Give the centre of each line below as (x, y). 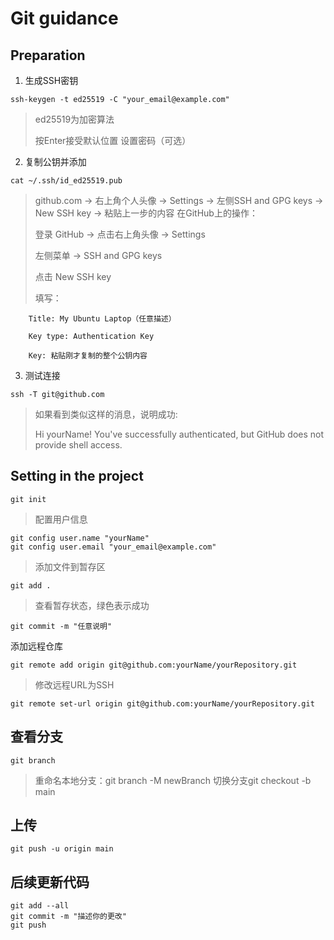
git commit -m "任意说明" (61, 626)
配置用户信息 (61, 519)
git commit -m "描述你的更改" (68, 917)
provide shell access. (78, 445)
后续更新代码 (50, 882)
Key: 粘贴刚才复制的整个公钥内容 (88, 356)
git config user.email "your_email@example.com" (113, 547)
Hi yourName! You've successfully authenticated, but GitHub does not (179, 434)
